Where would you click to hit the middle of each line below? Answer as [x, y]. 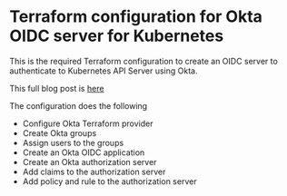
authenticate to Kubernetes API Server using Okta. [104, 71]
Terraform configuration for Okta [136, 17]
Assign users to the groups [73, 142]
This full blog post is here [57, 88]
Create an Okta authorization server [89, 162]
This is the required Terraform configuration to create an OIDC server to [144, 61]
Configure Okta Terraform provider [88, 123]
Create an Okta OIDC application [84, 152]
